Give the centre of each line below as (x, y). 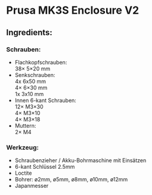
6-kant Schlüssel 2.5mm (45, 167)
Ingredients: (29, 32)
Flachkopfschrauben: (41, 62)
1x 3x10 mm (29, 94)
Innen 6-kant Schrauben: (45, 100)
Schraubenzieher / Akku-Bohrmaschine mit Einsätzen (80, 160)
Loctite (23, 173)
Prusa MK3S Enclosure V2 (73, 10)
